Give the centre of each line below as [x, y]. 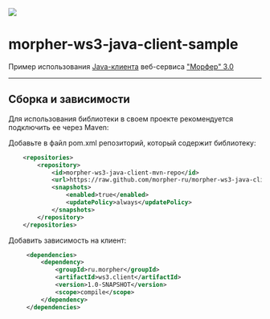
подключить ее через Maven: [59, 127]
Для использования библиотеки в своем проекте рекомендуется [121, 119]
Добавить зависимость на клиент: [67, 240]
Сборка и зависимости [69, 99]
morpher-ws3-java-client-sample [123, 45]
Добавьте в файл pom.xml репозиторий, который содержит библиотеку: [132, 143]
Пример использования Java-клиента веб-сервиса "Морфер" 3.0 [121, 66]
